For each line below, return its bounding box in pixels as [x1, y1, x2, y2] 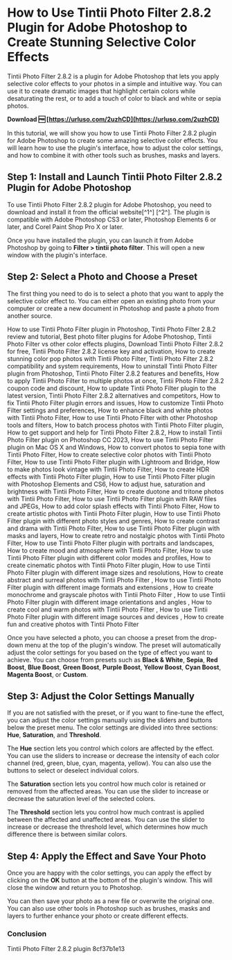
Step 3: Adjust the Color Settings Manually [7, 690, 195, 702]
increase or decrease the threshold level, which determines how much [7, 823, 208, 831]
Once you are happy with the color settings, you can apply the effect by [7, 869, 212, 877]
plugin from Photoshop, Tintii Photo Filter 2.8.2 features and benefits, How [7, 369, 220, 378]
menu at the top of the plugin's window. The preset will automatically [24, 641, 222, 649]
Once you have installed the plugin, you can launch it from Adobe [7, 236, 194, 244]
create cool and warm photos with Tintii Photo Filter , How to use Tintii [7, 605, 208, 614]
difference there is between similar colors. [7, 830, 127, 839]
